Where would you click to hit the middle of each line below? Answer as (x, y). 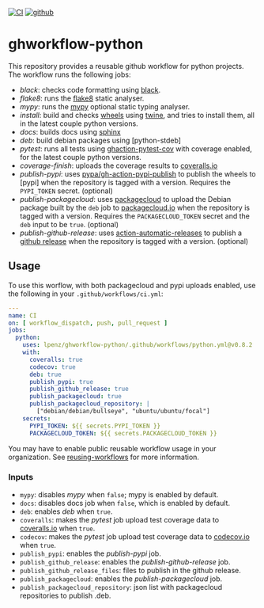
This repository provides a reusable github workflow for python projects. (126, 66)
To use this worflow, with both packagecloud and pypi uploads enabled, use (132, 285)
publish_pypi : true (61, 382)
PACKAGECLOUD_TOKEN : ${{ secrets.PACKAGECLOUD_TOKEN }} (123, 433)
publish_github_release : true (79, 389)
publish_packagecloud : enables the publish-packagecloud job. (121, 579)
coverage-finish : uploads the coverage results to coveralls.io (119, 165)
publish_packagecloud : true (75, 397)
